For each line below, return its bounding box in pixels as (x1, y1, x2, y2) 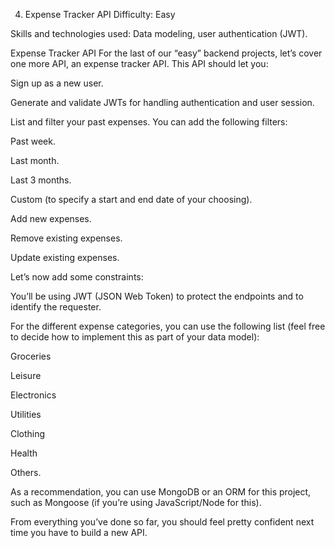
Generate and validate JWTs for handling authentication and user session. (10, 97, 315, 108)
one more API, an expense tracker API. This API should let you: (10, 58, 269, 69)
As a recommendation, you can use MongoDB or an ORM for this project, (10, 486, 312, 498)
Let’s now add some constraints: (10, 271, 144, 283)
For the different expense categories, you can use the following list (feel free (10, 320, 326, 332)
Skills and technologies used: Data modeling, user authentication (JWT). (10, 28, 308, 39)
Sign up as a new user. (10, 77, 104, 89)
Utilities (10, 409, 42, 420)
